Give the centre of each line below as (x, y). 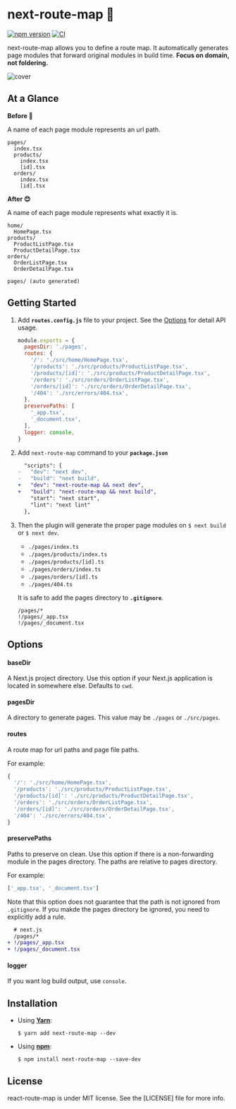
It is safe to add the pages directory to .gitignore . (91, 598)
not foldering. (28, 62)
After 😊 (19, 199)
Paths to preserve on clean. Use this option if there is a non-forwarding (110, 854)
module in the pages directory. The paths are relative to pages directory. (112, 861)
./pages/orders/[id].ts (63, 577)
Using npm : (35, 1047)
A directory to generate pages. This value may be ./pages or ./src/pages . (114, 718)
